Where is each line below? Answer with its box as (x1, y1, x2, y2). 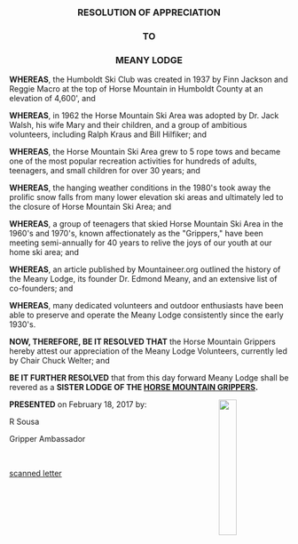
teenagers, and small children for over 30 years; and (9, 165, 201, 176)
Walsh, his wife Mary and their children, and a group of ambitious (9, 120, 247, 131)
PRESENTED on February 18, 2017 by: (9, 399, 147, 410)
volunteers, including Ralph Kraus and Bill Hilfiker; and (9, 129, 207, 140)
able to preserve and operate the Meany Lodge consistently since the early (9, 309, 284, 321)
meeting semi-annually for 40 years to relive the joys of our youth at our (9, 237, 272, 248)
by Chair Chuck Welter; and (9, 356, 111, 366)
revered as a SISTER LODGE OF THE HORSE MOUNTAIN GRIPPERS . (9, 382, 259, 393)
